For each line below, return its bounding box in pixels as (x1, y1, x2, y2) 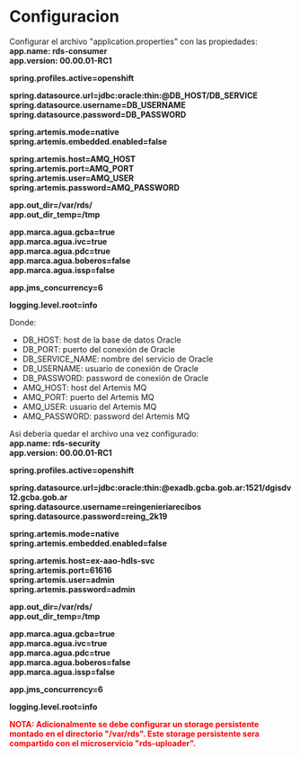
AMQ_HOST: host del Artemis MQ (22, 382, 147, 393)
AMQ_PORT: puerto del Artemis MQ (22, 391, 154, 402)
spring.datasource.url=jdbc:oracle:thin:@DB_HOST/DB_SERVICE (9, 90, 259, 101)
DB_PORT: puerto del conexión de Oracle (22, 343, 175, 354)
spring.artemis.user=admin (9, 574, 115, 585)
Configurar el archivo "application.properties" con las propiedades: (9, 36, 258, 47)
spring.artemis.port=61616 (9, 565, 112, 575)
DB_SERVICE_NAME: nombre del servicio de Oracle (22, 353, 214, 364)
